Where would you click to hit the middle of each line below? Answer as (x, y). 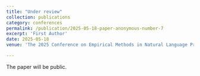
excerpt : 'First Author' (37, 34)
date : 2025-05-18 (28, 39)
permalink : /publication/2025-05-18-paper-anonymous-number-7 (85, 28)
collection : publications (38, 17)
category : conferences (34, 23)
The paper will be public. (37, 66)
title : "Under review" (34, 12)
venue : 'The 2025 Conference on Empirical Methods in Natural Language (97, 45)
